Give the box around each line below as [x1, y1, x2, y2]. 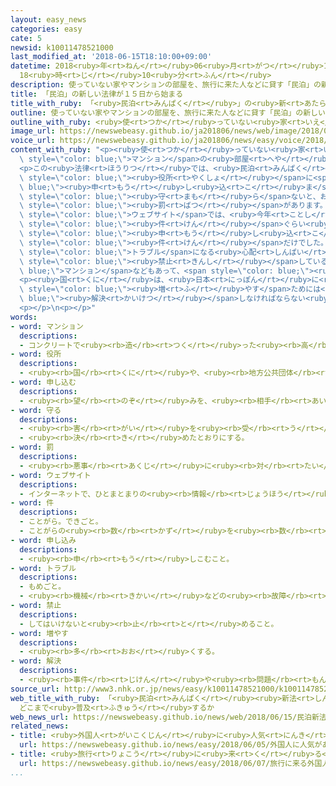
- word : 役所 [10, 349, 62, 360]
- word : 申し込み [10, 535, 77, 545]
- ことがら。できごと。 [19, 517, 103, 527]
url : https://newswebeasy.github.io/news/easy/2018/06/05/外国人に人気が [19, 740, 323, 750]
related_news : [10, 721, 70, 731]
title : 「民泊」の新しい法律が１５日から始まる [10, 89, 184, 99]
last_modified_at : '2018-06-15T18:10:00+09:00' [10, 52, 213, 62]
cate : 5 [10, 33, 43, 43]
